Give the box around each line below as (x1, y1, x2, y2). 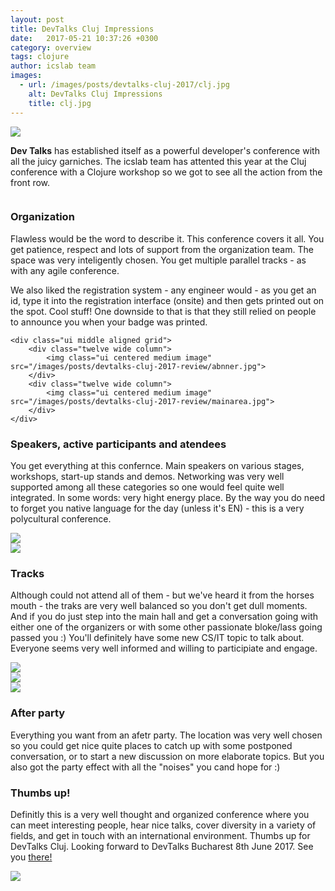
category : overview (10, 42, 92, 53)
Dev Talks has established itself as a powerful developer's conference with (10, 144, 320, 156)
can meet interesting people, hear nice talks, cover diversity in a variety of (10, 819, 317, 831)
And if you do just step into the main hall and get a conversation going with (10, 611, 319, 623)
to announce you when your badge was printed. (10, 316, 208, 328)
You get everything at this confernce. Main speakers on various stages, (10, 460, 305, 472)
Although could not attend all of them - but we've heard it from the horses (10, 589, 315, 601)
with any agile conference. (10, 264, 120, 276)
